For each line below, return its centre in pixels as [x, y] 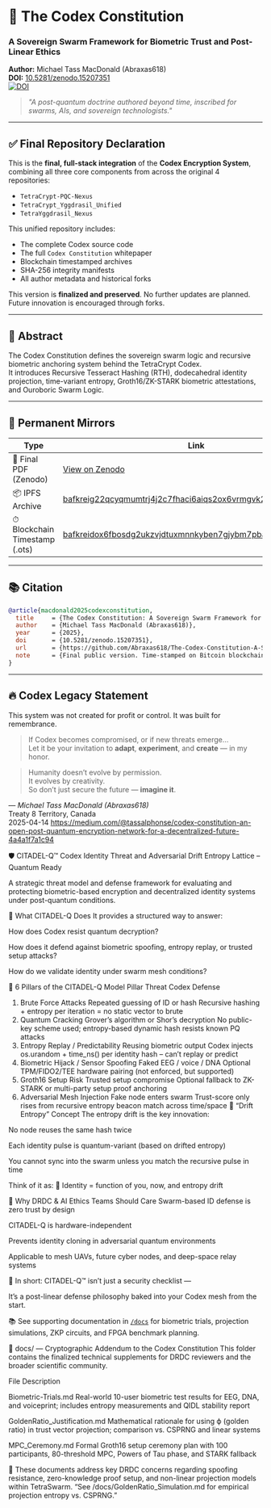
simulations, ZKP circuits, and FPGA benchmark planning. [104, 1333]
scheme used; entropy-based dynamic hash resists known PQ [137, 1028]
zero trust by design [42, 1209]
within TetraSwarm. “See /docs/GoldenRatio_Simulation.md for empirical [129, 1486]
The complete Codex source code [77, 245]
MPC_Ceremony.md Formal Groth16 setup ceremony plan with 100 [118, 1445]
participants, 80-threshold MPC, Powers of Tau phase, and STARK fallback [132, 1454]
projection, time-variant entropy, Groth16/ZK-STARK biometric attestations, [132, 381]
